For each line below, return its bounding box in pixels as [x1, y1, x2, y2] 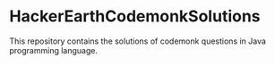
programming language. [9, 45, 99, 55]
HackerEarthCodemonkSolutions [9, 6, 262, 27]
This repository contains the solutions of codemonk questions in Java [9, 36, 267, 46]
